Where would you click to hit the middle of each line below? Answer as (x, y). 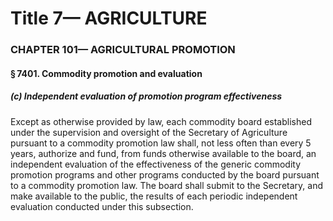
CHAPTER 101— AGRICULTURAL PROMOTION (123, 50)
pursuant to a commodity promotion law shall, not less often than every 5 (161, 143)
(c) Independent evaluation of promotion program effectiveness (146, 96)
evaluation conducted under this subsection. (102, 206)
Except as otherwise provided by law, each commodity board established (161, 121)
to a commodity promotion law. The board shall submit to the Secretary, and (166, 185)
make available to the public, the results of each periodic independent (154, 196)
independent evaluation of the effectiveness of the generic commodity (156, 164)
